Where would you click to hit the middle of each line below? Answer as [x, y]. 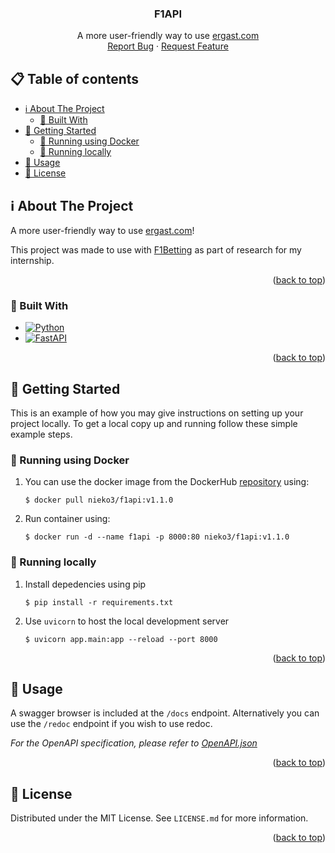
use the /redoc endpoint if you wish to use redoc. [111, 724]
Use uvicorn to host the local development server [127, 621]
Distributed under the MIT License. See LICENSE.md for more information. [159, 818]
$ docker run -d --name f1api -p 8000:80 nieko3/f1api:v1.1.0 [157, 537]
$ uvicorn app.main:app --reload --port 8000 [121, 639]
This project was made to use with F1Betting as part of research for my [156, 249]
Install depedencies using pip [85, 584]
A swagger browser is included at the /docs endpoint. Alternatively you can [165, 713]
